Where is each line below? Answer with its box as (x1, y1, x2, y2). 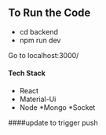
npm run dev (19, 35, 61, 45)
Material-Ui (19, 94, 57, 104)
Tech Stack (8, 68, 46, 78)
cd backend (19, 27, 59, 36)
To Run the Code (8, 6, 91, 20)
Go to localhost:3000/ (8, 50, 79, 60)
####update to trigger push (8, 118, 98, 128)
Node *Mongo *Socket (19, 103, 96, 112)
